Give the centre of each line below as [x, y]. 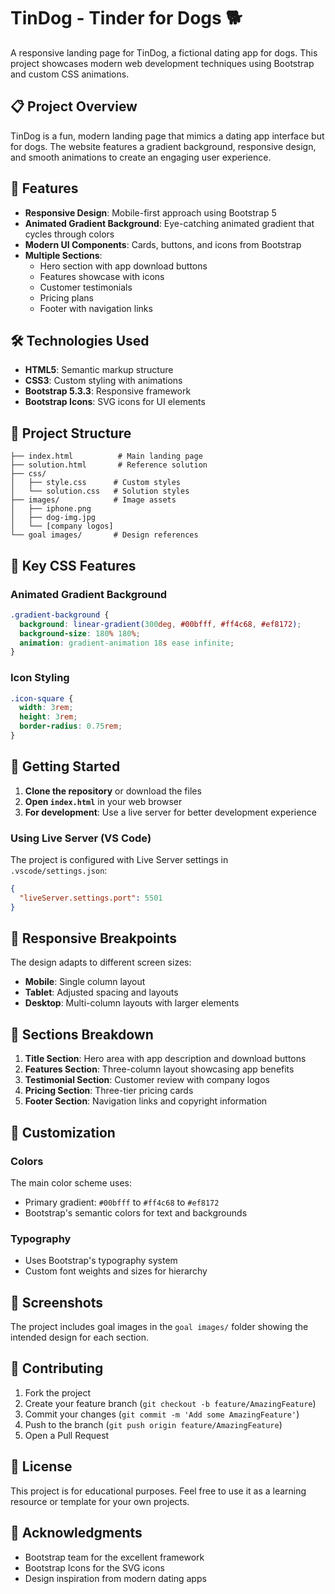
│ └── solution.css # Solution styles [100, 491]
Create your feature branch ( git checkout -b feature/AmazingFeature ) [170, 1403]
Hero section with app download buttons [123, 266]
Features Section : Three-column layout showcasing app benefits [159, 1069]
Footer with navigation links [96, 308]
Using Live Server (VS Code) [81, 838]
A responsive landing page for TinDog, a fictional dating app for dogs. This [164, 52]
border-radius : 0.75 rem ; [71, 726]
